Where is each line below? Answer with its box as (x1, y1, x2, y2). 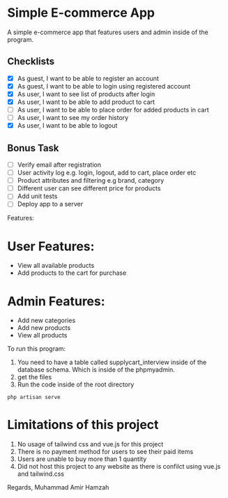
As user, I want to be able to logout (17, 121, 118, 130)
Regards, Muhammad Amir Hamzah (7, 483, 109, 492)
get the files (17, 373, 52, 382)
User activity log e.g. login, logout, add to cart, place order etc (17, 169, 197, 177)
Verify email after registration (17, 160, 101, 169)
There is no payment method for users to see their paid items (17, 448, 194, 456)
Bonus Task (7, 142, 59, 154)
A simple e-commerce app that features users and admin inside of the (7, 28, 209, 36)
